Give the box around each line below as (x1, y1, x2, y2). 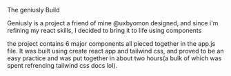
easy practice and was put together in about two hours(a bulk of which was (7, 54, 222, 62)
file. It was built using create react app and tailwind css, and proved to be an (7, 47, 224, 55)
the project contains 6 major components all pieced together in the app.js (7, 40, 216, 47)
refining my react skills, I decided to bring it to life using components (7, 27, 202, 34)
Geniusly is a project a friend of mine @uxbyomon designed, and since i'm (7, 19, 219, 27)
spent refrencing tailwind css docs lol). (7, 62, 118, 69)
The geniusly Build (7, 6, 60, 14)
